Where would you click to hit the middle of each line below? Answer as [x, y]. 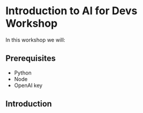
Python [23, 73]
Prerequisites [31, 58]
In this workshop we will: [35, 40]
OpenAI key [28, 85]
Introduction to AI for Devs [71, 11]
